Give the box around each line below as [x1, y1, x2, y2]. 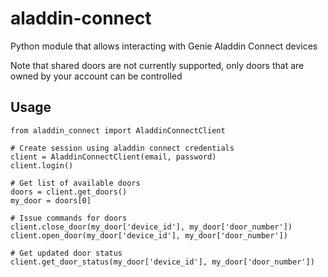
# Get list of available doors [10, 178, 141, 188]
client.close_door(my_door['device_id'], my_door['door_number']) [10, 222, 293, 232]
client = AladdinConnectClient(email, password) [10, 152, 217, 162]
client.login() [10, 160, 74, 171]
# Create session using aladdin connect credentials [10, 143, 235, 153]
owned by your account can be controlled [10, 70, 183, 82]
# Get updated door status [10, 248, 123, 258]
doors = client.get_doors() [10, 187, 128, 197]
